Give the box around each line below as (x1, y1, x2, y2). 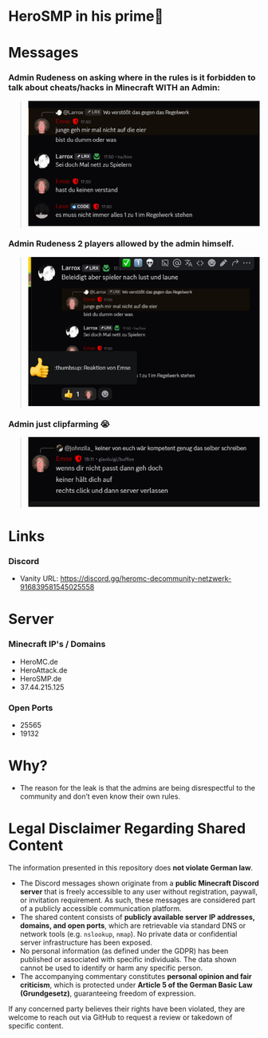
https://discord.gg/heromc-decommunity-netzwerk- (60, 574, 232, 583)
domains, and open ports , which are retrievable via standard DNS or (19, 921, 246, 930)
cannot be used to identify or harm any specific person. (19, 963, 203, 973)
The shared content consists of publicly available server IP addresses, (19, 912, 255, 922)
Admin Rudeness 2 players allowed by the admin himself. (8, 239, 235, 250)
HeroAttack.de (19, 665, 68, 675)
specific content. (8, 1020, 64, 1030)
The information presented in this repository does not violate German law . (8, 862, 254, 872)
